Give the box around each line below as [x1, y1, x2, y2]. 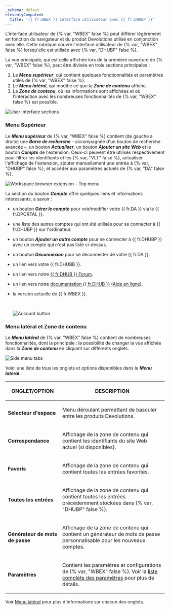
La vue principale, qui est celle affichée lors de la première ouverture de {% [5, 57, 163, 63]
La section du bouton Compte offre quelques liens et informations [5, 190, 143, 196]
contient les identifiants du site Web [62, 437, 147, 444]
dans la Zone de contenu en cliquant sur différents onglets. [5, 345, 129, 351]
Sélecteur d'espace [8, 409, 56, 416]
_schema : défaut [5, 7, 39, 13]
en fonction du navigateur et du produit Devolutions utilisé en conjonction [5, 36, 158, 42]
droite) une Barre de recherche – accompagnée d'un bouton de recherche [5, 138, 161, 145]
